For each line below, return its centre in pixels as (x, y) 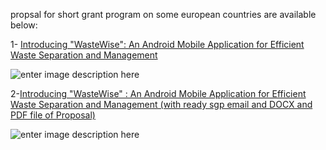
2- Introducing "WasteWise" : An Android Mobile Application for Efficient (158, 93)
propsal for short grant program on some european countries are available (163, 14)
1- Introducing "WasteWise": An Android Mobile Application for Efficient (157, 44)
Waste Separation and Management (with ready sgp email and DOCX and (161, 104)
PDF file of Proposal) (53, 115)
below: (24, 25)
